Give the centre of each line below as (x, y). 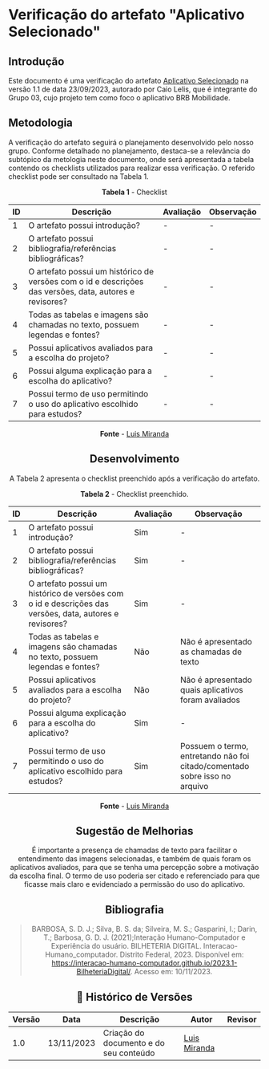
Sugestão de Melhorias (134, 831)
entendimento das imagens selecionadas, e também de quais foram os (134, 859)
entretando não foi (215, 756)
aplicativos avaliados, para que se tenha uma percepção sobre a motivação (134, 868)
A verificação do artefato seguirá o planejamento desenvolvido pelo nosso (131, 142)
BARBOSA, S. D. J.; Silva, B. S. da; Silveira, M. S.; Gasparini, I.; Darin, (145, 929)
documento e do (134, 1043)
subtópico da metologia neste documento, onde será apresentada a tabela (131, 159)
